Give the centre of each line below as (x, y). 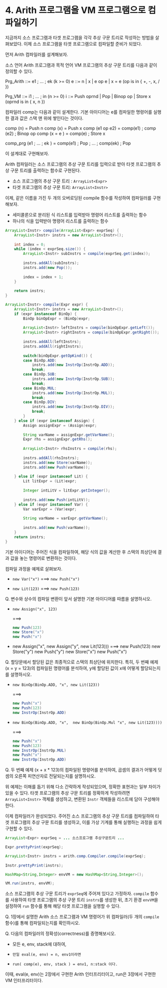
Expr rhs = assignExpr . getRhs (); (58, 439)
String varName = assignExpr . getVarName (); (69, 435)
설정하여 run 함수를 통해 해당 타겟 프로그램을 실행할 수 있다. (63, 906)
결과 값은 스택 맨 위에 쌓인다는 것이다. (47, 118)
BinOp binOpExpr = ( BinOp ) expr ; (57, 318)
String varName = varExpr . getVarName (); (66, 518)
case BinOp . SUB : (40, 374)
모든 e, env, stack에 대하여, (39, 944)
